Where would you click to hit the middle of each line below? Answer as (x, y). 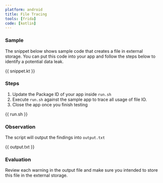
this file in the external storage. (36, 175)
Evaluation (18, 160)
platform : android (24, 10)
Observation (20, 127)
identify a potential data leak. (34, 61)
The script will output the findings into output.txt (55, 137)
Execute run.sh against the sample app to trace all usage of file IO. (80, 99)
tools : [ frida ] (21, 19)
